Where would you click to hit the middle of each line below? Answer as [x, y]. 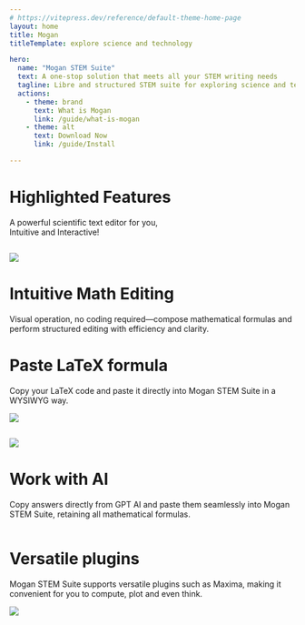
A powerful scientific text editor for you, [84, 222]
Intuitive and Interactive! [54, 232]
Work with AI [59, 479]
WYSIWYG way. [39, 400]
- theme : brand [54, 102]
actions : [34, 93]
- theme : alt [50, 127]
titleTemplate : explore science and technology [101, 43]
